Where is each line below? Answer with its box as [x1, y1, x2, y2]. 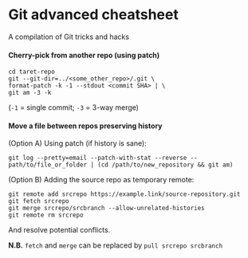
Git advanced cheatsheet [8, 6, 179, 24]
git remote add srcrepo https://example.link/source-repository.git [8, 190, 241, 198]
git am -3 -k [8, 89, 52, 97]
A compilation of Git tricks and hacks [8, 32, 130, 41]
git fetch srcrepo [8, 197, 69, 205]
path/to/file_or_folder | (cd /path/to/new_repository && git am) [8, 161, 234, 169]
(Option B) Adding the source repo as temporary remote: [8, 175, 195, 185]
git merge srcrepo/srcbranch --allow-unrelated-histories [8, 205, 205, 213]
